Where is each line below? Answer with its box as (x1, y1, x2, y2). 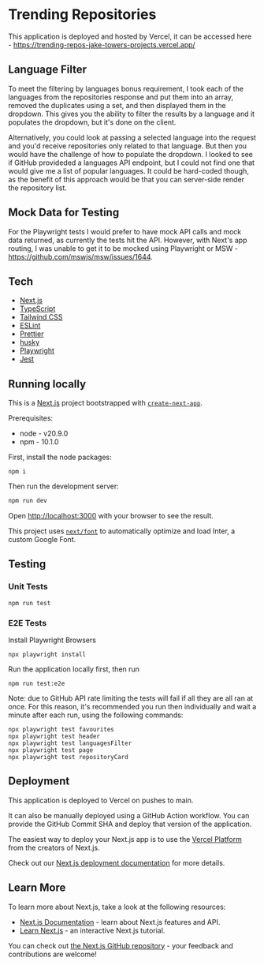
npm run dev (8, 497, 47, 505)
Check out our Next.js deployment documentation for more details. (8, 858, 225, 867)
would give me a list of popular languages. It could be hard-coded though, (8, 166, 250, 175)
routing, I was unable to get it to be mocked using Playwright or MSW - (8, 243, 239, 253)
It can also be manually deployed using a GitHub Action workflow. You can (8, 810, 250, 820)
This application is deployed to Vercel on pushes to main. (8, 795, 194, 805)
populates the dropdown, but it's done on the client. (8, 117, 177, 127)
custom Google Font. (8, 535, 76, 544)
